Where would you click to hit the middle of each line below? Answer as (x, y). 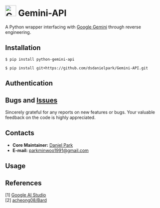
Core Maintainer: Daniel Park (43, 145)
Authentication (29, 83)
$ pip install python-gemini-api (40, 59)
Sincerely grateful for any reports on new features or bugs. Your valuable (80, 112)
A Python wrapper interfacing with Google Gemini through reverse (73, 27)
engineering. (18, 32)
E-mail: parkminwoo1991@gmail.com (50, 150)
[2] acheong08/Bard (26, 200)
